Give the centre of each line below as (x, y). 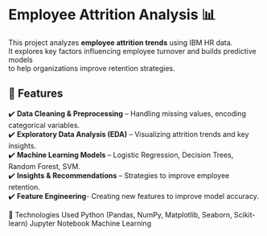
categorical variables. (44, 125)
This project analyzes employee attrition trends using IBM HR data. (121, 42)
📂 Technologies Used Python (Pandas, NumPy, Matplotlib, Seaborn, (120, 214)
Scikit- (244, 214)
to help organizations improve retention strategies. (92, 68)
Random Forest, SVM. (44, 166)
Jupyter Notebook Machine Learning (90, 223)
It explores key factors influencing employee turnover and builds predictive (133, 51)
